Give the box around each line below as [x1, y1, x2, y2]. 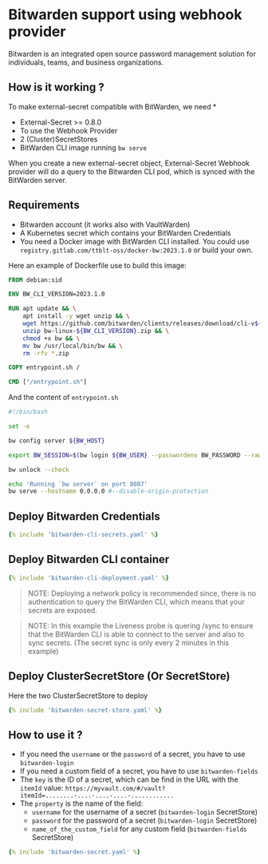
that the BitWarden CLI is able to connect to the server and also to [27, 629, 245, 639]
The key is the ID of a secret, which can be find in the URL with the [19, 775, 238, 784]
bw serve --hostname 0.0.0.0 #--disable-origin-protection [8, 487, 209, 496]
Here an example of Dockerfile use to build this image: [8, 260, 187, 270]
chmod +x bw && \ [22, 334, 81, 343]
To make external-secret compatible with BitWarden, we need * [8, 101, 217, 111]
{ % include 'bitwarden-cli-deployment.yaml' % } [8, 573, 170, 582]
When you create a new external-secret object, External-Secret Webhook [8, 158, 250, 168]
